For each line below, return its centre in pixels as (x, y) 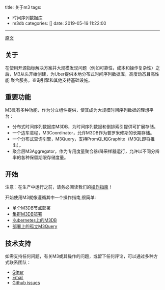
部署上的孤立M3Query (35, 226)
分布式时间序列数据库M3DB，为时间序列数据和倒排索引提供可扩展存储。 (85, 127)
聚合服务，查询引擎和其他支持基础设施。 (51, 80)
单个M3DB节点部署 (31, 208)
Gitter (18, 272)
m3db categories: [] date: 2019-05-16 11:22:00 (59, 23)
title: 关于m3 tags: (23, 7)
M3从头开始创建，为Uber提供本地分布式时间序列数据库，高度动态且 (82, 74)
